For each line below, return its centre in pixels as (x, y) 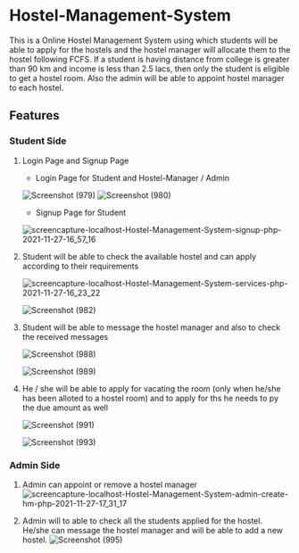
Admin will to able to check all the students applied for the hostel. (142, 520)
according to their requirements (80, 266)
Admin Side (35, 465)
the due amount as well (65, 408)
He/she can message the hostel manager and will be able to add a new (153, 530)
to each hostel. (37, 87)
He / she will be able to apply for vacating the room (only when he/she (151, 388)
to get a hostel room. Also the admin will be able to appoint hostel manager (147, 78)
